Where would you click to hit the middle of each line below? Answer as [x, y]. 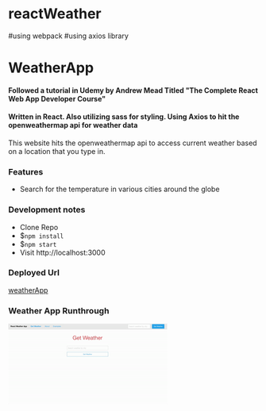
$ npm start [38, 244]
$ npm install [42, 236]
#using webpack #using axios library [69, 36]
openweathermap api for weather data [73, 125]
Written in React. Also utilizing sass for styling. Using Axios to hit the [124, 117]
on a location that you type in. [57, 151]
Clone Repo [39, 227]
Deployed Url [34, 273]
